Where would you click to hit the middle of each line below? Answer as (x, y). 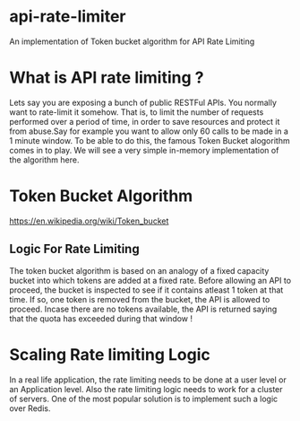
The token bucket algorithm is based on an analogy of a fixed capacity (139, 270)
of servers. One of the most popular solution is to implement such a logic (144, 399)
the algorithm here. (44, 160)
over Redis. (30, 408)
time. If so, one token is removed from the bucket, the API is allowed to (140, 299)
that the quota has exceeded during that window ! (101, 318)
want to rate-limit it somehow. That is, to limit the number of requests (137, 112)
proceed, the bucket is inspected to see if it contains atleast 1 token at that (146, 290)
